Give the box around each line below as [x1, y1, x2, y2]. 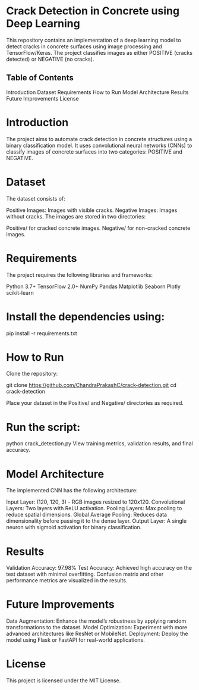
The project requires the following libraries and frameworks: [6, 271, 153, 278]
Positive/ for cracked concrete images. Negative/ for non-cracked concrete [6, 224, 191, 232]
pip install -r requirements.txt [6, 329, 77, 337]
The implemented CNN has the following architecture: [6, 487, 138, 494]
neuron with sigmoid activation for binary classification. [6, 524, 142, 531]
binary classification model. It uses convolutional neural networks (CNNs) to [6, 142, 192, 149]
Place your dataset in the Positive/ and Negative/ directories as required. [6, 399, 184, 407]
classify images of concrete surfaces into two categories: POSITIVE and [6, 148, 182, 155]
